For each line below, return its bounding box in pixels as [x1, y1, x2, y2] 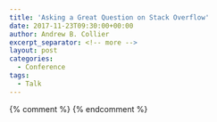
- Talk [17, 79, 42, 88]
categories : [9, 54, 54, 63]
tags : [9, 71, 29, 80]
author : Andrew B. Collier [9, 29, 110, 38]
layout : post [9, 46, 58, 55]
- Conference [17, 63, 66, 72]
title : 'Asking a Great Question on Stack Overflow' [9, 12, 210, 22]
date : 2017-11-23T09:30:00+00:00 [9, 21, 134, 30]
